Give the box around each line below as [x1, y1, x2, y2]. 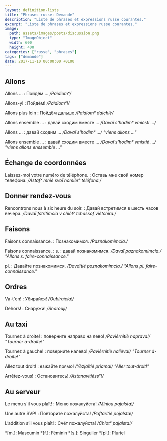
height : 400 [9, 45, 35, 50]
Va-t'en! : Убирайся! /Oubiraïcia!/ [5, 296, 74, 302]
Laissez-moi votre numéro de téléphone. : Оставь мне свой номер [5, 172, 144, 178]
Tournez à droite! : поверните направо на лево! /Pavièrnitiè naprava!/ [5, 333, 151, 339]
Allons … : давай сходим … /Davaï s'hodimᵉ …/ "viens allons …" [5, 129, 137, 135]
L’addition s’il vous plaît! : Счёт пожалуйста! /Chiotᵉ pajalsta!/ [5, 420, 132, 426]
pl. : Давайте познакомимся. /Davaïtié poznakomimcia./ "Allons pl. [5, 263, 145, 269]
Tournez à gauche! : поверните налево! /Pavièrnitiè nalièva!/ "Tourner [5, 348, 151, 354]
